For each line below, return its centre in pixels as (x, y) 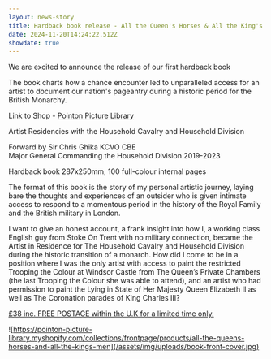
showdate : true (34, 43)
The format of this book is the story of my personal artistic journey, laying (131, 188)
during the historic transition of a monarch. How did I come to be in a (123, 255)
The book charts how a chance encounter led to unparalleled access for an (134, 83)
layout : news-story (41, 17)
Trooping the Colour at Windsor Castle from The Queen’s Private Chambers (135, 272)
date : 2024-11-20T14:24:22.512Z (63, 34)
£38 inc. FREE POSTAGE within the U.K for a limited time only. (111, 314)
